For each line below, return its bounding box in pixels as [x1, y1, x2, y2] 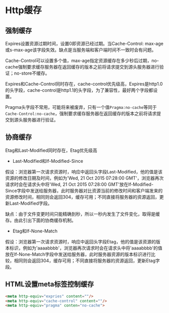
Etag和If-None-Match [12, 228, 58, 234]
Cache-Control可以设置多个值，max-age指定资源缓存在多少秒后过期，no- [5, 57, 159, 64]
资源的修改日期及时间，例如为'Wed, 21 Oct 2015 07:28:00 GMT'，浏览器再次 [5, 175, 164, 181]
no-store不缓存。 [14, 70, 50, 76]
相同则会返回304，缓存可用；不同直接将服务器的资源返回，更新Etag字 [14, 258, 160, 264]
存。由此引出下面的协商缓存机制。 [5, 217, 76, 223]
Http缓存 [5, 5, 42, 16]
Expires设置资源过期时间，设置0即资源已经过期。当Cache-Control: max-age [5, 41, 164, 46]
